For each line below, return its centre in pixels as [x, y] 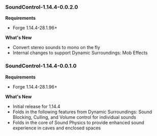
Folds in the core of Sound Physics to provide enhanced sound [78, 122]
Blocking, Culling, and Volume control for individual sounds [74, 117]
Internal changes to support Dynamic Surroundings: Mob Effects [80, 53]
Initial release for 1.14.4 [36, 106]
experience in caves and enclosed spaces [57, 128]
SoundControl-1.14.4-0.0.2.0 [42, 7]
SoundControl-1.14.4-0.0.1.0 [41, 66]
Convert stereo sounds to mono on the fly [56, 48]
